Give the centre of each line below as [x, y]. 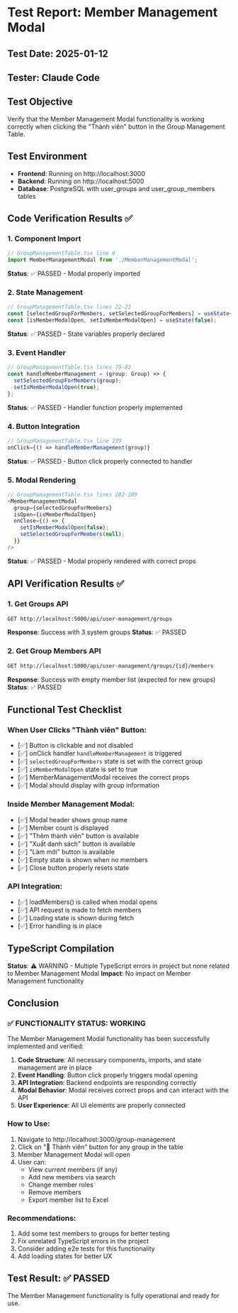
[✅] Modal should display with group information [89, 785]
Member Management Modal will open [74, 1154]
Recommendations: [42, 1218]
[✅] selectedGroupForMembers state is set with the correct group [110, 761]
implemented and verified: [46, 1046]
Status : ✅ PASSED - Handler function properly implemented [95, 407]
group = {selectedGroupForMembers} [63, 508]
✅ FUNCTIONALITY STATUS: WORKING [77, 1023]
